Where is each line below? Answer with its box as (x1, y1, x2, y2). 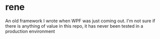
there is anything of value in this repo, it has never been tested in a (5, 23, 143, 29)
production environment (5, 28, 55, 34)
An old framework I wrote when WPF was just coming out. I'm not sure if (5, 18, 155, 24)
